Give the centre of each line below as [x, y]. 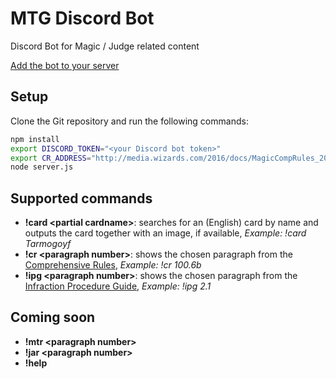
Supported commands [81, 198]
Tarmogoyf [48, 244]
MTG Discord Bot [82, 18]
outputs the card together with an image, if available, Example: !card [165, 233]
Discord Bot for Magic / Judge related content [105, 46]
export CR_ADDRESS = [51, 158]
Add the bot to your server [65, 65]
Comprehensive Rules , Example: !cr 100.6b [113, 265]
